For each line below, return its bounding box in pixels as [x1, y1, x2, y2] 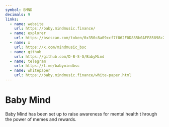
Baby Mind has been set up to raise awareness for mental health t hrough [5, 111, 157, 117]
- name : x [10, 40, 30, 45]
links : [5, 17, 19, 22]
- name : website [10, 21, 44, 27]
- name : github [10, 49, 42, 54]
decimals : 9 [5, 12, 30, 17]
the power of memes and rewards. [5, 116, 76, 122]
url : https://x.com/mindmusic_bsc [14, 45, 87, 50]
